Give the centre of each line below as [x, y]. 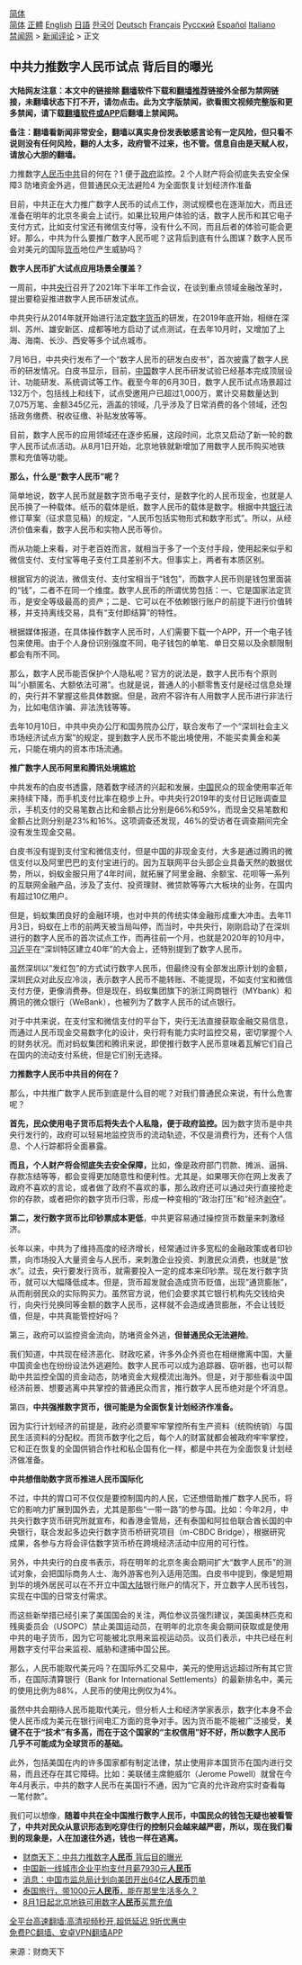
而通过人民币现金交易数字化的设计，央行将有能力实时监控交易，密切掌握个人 [151, 1032]
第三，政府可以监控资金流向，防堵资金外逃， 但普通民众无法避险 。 [131, 1335]
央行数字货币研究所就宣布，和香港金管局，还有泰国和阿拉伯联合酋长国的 [151, 1520]
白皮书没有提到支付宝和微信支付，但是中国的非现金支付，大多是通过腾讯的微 [151, 851]
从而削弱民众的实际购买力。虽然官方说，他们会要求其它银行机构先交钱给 [143, 1293]
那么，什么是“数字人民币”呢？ [65, 476]
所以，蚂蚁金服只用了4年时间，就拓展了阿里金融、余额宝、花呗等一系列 [157, 873]
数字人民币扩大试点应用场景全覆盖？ [76, 268]
